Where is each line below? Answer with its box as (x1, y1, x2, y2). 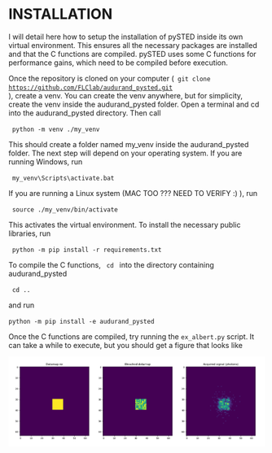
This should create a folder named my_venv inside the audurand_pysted (8, 139, 249, 149)
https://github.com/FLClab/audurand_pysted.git (8, 83, 173, 92)
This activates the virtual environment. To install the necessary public (8, 220, 241, 229)
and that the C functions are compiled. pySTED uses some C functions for (8, 49, 257, 59)
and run (8, 300, 35, 310)
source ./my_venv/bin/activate (11, 205, 118, 214)
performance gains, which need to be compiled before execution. (8, 58, 228, 68)
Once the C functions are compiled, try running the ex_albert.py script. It (8, 331, 255, 342)
